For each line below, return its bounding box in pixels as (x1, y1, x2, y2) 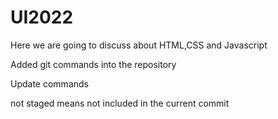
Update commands (10, 77, 89, 90)
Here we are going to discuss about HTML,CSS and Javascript (10, 39, 268, 51)
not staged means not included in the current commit (10, 97, 230, 109)
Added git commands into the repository (10, 58, 177, 70)
